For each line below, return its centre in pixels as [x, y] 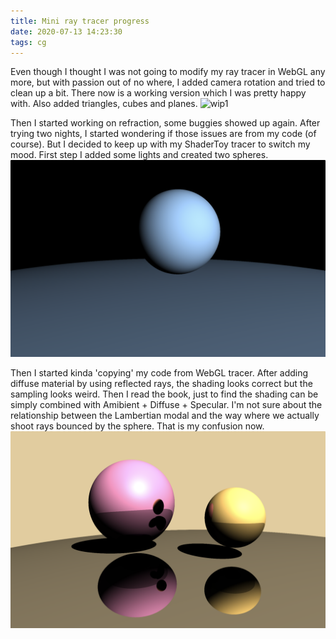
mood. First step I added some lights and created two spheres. [139, 155]
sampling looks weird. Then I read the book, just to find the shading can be [164, 394]
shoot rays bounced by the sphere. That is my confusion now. [137, 426]
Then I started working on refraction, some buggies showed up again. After [165, 123]
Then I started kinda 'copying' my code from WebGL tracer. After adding [159, 373]
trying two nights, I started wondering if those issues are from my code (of [163, 134]
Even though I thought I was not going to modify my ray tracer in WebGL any [168, 72]
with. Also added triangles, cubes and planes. [104, 104]
